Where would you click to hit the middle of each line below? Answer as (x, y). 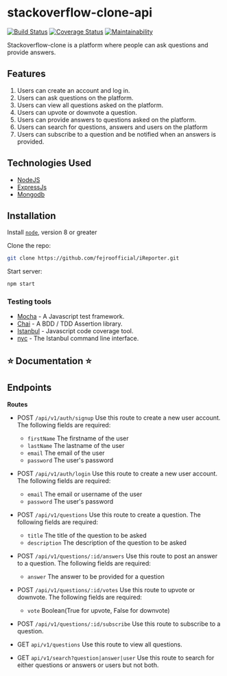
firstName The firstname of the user (78, 438)
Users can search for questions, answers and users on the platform (112, 127)
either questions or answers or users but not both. (88, 665)
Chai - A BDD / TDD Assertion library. (70, 324)
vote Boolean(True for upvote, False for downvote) (98, 610)
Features (26, 74)
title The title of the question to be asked (87, 535)
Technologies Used (49, 163)
